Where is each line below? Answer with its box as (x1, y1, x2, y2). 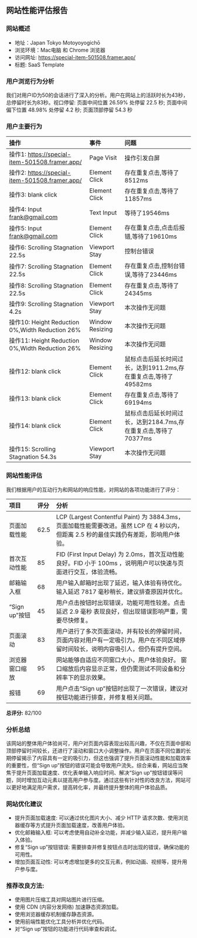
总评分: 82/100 (6, 709, 42, 716)
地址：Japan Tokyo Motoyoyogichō (14, 39, 101, 46)
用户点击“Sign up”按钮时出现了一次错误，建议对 (56, 684, 188, 692)
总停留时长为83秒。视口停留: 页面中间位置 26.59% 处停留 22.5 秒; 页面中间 (6, 99, 188, 106)
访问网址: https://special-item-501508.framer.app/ (14, 53, 136, 60)
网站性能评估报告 (6, 5, 68, 16)
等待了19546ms (124, 209, 170, 217)
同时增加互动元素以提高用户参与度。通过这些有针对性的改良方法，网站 (16, 776, 186, 783)
